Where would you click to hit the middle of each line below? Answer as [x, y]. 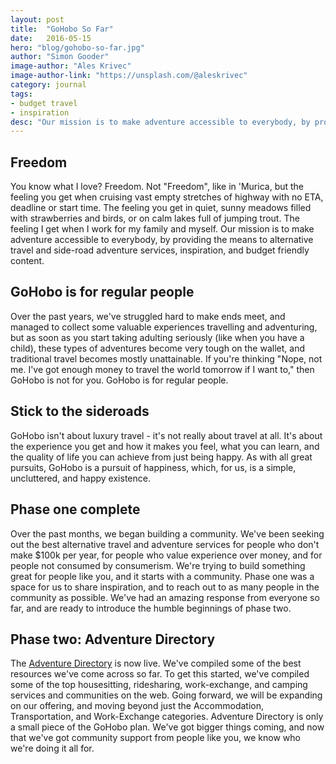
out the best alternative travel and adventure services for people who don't [165, 544]
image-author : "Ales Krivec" [71, 66]
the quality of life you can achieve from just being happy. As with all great [161, 457]
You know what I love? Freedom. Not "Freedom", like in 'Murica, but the [157, 187]
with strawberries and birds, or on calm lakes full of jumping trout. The [155, 218]
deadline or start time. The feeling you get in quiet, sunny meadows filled [161, 208]
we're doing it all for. [52, 748]
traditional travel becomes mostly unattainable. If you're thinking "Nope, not [166, 358]
